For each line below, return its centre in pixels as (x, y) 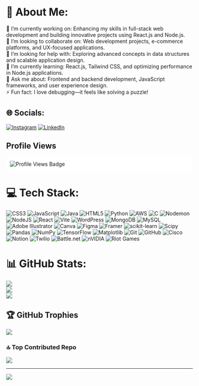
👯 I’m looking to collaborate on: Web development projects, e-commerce (95, 41)
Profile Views (31, 146)
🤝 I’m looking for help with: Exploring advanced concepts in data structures (98, 53)
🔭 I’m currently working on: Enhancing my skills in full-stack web (85, 29)
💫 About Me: (37, 12)
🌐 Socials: (25, 113)
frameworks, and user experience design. (57, 85)
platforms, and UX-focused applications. (56, 48)
